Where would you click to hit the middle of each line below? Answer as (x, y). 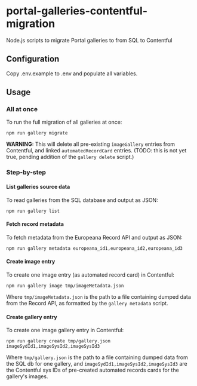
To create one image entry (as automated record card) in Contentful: (90, 275)
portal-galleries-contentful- (77, 11)
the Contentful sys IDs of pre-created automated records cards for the (93, 370)
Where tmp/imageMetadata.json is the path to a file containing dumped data (98, 296)
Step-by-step (26, 173)
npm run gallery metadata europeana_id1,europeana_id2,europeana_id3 (95, 248)
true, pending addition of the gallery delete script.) (70, 157)
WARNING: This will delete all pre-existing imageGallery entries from (90, 144)
